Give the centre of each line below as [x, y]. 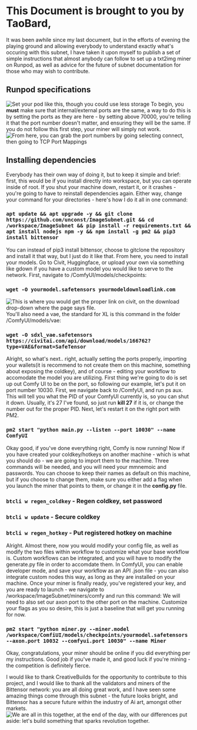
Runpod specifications [49, 90]
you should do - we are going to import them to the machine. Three [88, 460]
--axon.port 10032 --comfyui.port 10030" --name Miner [86, 641]
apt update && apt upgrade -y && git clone [69, 214]
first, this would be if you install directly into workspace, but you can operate [99, 181]
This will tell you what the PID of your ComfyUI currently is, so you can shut [98, 396]
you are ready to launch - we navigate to [55, 589]
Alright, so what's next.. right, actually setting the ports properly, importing [96, 359]
